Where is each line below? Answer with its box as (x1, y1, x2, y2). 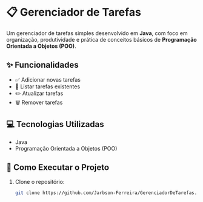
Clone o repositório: (15, 178, 65, 186)
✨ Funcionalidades (6, 60, 79, 70)
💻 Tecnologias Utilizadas (6, 119, 104, 129)
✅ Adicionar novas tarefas (15, 76, 81, 83)
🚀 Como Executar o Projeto (6, 162, 110, 172)
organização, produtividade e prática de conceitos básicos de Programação (6, 36, 197, 43)
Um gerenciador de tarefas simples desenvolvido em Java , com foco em (6, 29, 188, 37)
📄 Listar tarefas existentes (15, 83, 81, 90)
